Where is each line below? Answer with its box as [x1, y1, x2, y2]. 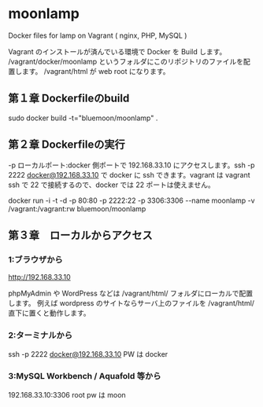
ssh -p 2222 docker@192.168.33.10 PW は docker [8, 349, 169, 358]
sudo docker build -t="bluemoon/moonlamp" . [8, 113, 158, 123]
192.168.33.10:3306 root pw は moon [8, 390, 126, 399]
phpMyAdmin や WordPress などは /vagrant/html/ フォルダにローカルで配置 [8, 288, 254, 299]
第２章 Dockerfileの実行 [8, 138, 125, 152]
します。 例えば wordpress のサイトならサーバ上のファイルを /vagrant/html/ [8, 299, 254, 308]
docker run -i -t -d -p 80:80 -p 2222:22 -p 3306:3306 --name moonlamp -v [8, 196, 255, 205]
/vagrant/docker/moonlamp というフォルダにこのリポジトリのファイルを [8, 57, 244, 66]
